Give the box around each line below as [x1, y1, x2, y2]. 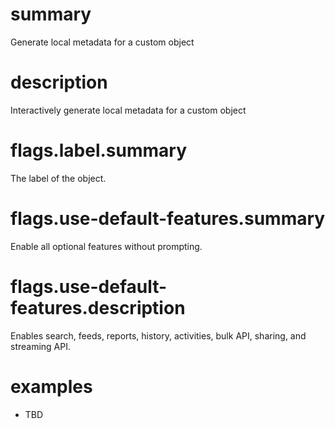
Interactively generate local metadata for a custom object [10, 104, 247, 116]
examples [10, 375, 93, 398]
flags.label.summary [10, 139, 187, 162]
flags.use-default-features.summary [10, 208, 326, 230]
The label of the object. [10, 172, 107, 184]
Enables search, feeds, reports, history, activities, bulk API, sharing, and [10, 329, 307, 342]
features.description [10, 296, 186, 319]
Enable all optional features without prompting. [10, 240, 203, 252]
